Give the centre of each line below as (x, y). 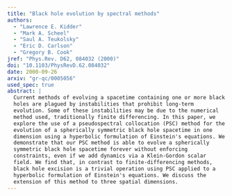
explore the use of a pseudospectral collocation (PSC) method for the (119, 123)
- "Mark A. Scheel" (42, 33)
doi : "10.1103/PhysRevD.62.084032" (59, 65)
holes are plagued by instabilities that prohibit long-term (104, 104)
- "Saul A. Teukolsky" (46, 40)
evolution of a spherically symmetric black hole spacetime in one (113, 130)
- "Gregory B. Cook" (43, 53)
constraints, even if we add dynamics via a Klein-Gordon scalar (110, 156)
